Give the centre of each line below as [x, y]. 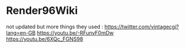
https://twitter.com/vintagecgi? [142, 27]
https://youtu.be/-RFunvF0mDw [75, 32]
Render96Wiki [42, 11]
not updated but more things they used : [55, 27]
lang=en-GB [21, 32]
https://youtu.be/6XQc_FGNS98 [45, 39]
